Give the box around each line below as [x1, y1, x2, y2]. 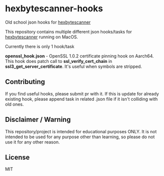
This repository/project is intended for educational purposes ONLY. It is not [5, 128, 157, 134]
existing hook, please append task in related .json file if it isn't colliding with [5, 96, 158, 102]
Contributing [5, 78, 45, 86]
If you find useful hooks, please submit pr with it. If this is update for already [5, 90, 159, 96]
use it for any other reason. [5, 139, 60, 145]
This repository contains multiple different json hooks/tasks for [5, 29, 132, 34]
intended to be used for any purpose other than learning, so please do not [5, 134, 155, 140]
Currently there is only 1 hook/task [5, 43, 75, 49]
